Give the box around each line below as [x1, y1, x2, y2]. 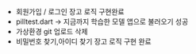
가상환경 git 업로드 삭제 [15, 27, 89, 36]
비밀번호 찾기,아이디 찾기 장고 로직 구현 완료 [15, 37, 152, 46]
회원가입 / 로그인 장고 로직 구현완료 [15, 7, 125, 16]
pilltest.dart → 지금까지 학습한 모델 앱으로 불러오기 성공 [15, 17, 189, 26]
